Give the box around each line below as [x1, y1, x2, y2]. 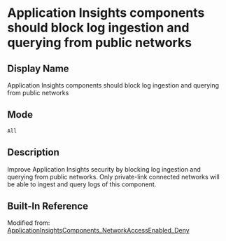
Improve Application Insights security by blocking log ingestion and [7, 165, 202, 173]
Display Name [7, 62, 69, 74]
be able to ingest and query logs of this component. [7, 180, 157, 188]
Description [7, 146, 59, 158]
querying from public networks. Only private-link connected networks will [7, 172, 220, 181]
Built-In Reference [7, 200, 89, 212]
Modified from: [7, 219, 50, 227]
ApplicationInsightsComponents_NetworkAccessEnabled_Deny [7, 226, 190, 235]
